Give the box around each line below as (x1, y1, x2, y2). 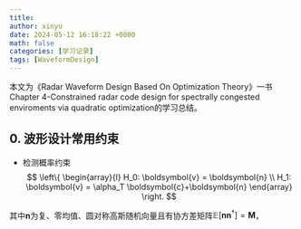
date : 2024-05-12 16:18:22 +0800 (9, 30, 136, 39)
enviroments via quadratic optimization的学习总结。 (9, 102, 202, 113)
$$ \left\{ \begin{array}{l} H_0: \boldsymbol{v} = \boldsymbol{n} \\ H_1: (26, 171, 292, 182)
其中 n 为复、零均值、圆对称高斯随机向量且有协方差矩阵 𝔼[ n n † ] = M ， (9, 208, 264, 221)
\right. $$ (141, 191, 177, 202)
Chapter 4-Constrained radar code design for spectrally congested (9, 91, 260, 102)
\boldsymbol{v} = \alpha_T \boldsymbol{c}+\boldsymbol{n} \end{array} (25, 181, 293, 192)
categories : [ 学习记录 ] (9, 47, 93, 56)
